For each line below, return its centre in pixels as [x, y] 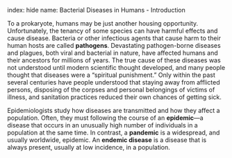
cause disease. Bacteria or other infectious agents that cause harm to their [114, 38]
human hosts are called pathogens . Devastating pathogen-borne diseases [114, 45]
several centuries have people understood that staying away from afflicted [114, 82]
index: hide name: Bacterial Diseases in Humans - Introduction [97, 10]
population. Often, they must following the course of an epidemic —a [105, 118]
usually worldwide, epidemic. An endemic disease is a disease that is [107, 140]
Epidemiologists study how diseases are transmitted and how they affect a [114, 111]
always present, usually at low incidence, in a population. [89, 147]
